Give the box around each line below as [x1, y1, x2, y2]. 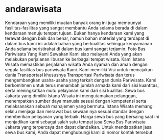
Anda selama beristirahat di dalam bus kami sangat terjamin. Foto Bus [5, 46, 146, 52]
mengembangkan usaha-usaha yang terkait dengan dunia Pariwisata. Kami [5, 77, 157, 83]
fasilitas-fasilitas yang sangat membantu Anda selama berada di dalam [5, 25, 148, 30]
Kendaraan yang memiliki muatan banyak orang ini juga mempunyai [5, 20, 141, 26]
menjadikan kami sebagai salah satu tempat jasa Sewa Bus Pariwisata [5, 119, 146, 125]
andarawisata [5, 3, 62, 15]
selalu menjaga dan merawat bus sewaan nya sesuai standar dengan [5, 108, 144, 114]
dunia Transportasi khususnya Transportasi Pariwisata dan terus [5, 72, 135, 78]
